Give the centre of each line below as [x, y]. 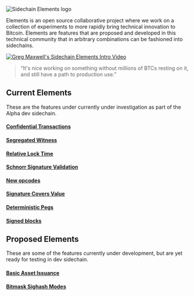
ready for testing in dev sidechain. [47, 260]
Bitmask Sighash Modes [36, 286]
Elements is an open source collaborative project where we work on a [90, 20]
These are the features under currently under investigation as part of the [94, 107]
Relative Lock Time [30, 153]
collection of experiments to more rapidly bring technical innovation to [91, 27]
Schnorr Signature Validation [42, 167]
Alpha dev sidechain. [31, 113]
